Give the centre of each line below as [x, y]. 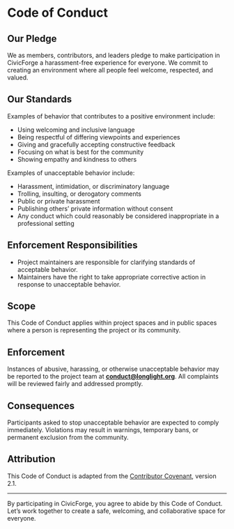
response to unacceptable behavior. [69, 284]
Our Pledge [32, 39]
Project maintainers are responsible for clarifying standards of [106, 262]
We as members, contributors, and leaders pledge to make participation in [114, 55]
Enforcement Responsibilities [72, 245]
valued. [18, 77]
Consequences [41, 406]
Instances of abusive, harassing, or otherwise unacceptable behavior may [113, 369]
